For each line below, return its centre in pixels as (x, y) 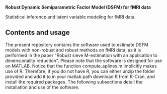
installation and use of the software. (42, 87)
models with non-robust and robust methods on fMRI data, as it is (73, 50)
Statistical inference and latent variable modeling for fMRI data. (70, 17)
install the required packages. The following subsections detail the (74, 81)
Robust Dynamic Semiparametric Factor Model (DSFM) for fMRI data (78, 7)
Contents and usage (38, 33)
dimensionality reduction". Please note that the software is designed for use (84, 60)
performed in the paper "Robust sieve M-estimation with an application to (81, 55)
